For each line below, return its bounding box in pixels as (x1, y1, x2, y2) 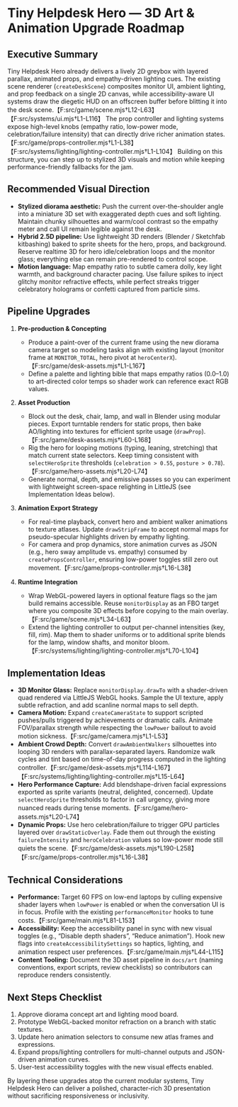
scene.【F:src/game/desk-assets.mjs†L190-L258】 (48, 844, 198, 853)
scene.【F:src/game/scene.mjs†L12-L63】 (34, 106, 158, 114)
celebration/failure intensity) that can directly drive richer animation (7, 130, 204, 138)
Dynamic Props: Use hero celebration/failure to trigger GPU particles (17, 821, 220, 829)
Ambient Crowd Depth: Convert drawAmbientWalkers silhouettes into (17, 740, 217, 748)
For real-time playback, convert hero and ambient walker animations (28, 517, 228, 526)
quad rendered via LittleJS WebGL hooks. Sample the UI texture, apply (17, 693, 224, 702)
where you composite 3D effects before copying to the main (28, 606, 204, 614)
